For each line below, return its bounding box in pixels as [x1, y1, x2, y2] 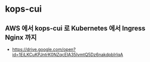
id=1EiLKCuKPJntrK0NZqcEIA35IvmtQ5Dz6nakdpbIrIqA [12, 52, 123, 57]
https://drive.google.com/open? [12, 46, 76, 52]
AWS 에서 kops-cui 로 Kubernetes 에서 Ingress [5, 24, 146, 32]
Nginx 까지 [5, 33, 37, 41]
